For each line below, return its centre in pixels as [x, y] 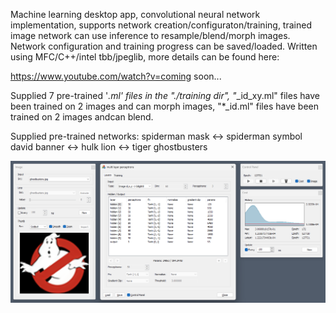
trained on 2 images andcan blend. [82, 117]
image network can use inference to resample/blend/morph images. [150, 35]
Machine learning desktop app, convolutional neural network [135, 14]
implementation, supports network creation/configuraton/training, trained [161, 25]
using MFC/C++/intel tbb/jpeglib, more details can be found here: [145, 57]
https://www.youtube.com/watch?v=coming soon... [116, 76]
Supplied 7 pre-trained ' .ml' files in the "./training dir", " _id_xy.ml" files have [165, 95]
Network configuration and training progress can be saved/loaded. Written [164, 46]
